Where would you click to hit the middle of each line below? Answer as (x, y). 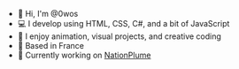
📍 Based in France (51, 46)
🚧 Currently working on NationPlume (84, 55)
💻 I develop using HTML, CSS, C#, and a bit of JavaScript (123, 23)
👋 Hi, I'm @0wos (48, 14)
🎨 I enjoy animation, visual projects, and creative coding (119, 36)
